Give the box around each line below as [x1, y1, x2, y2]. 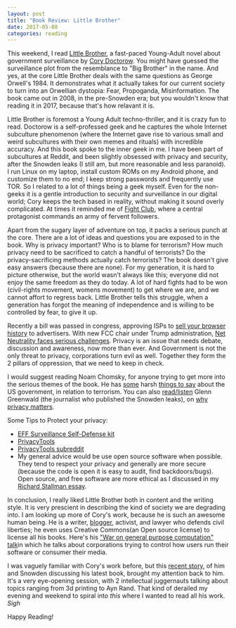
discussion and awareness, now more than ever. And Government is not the [7, 344, 226, 352]
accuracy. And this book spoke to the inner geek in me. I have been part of [7, 145, 223, 153]
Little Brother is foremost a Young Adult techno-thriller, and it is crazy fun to [7, 115, 227, 124]
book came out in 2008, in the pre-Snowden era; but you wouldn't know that [7, 94, 229, 103]
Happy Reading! [7, 613, 54, 621]
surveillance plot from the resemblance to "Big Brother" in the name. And [7, 64, 219, 72]
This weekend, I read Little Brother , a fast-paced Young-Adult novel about [7, 49, 221, 58]
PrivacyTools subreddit [17, 444, 84, 454]
